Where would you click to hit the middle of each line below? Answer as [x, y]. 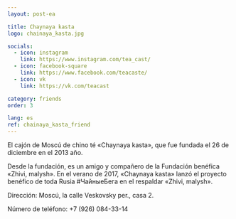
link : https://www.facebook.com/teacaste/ [84, 73]
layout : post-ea [31, 14]
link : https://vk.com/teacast [65, 86]
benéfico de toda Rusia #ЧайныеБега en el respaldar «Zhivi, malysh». [110, 181]
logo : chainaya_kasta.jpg [45, 33]
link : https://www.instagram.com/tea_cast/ [86, 60]
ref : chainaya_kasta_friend [49, 125]
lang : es [20, 118]
